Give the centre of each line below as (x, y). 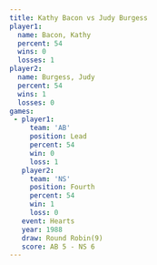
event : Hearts (48, 221)
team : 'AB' (50, 128)
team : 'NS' (50, 178)
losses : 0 (36, 102)
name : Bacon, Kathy (54, 35)
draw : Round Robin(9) (62, 238)
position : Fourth (62, 188)
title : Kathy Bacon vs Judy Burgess (78, 18)
